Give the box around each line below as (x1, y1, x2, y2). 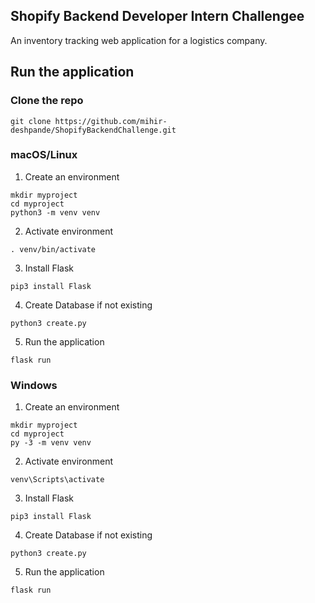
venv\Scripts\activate (10, 475, 105, 485)
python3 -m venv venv (10, 207, 101, 218)
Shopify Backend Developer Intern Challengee (10, 8, 305, 25)
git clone (10, 116, 52, 126)
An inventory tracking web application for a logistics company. (10, 34, 268, 46)
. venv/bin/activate (10, 244, 97, 254)
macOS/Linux (10, 148, 78, 162)
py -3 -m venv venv (10, 438, 92, 448)
